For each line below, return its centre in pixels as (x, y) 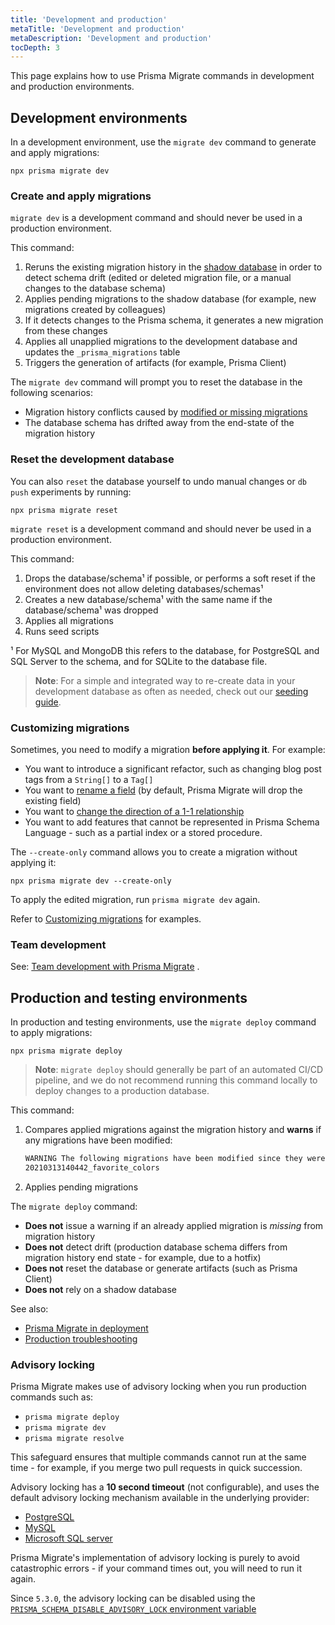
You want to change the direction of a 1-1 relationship (134, 811)
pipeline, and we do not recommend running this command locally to (176, 1080)
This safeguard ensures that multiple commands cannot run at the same (158, 1457)
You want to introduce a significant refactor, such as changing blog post (173, 768)
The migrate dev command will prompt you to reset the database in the (156, 382)
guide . (48, 702)
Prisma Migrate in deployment (86, 1328)
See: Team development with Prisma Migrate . (105, 967)
